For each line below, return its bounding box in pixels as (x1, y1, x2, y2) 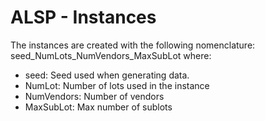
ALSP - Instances (10, 6, 157, 29)
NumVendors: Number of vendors (24, 90, 165, 102)
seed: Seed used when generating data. (24, 69, 190, 81)
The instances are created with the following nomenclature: (10, 39, 256, 51)
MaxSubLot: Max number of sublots (24, 101, 173, 113)
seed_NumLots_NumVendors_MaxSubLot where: (10, 49, 212, 61)
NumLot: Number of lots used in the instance (24, 79, 210, 91)
